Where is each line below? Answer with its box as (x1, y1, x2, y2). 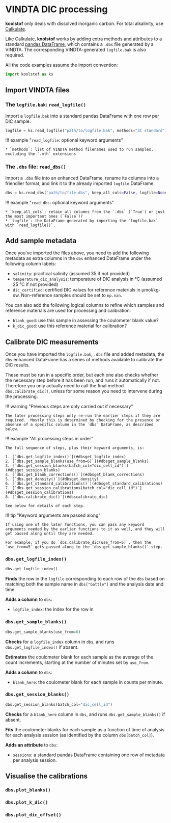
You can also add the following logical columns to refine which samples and (5, 302, 164, 308)
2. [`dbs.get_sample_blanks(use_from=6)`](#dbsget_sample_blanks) (5, 459, 149, 464)
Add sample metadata (5, 236, 77, 245)
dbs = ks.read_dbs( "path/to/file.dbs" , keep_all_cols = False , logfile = (5, 190, 158, 195)
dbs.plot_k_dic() (5, 799, 48, 805)
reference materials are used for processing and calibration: (5, 307, 131, 314)
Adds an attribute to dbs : (5, 741, 58, 748)
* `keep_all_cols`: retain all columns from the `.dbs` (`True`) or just (5, 209, 165, 215)
